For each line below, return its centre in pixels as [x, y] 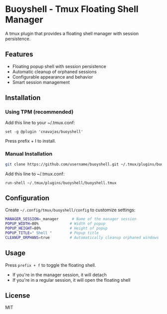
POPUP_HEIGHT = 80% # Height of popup [56, 229]
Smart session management [41, 82]
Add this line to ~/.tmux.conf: [35, 174]
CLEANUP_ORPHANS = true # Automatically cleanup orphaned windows [82, 237]
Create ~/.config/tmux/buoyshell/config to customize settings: [70, 210]
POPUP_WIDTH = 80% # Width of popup [55, 224]
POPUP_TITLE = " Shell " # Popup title [52, 233]
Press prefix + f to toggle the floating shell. [50, 265]
